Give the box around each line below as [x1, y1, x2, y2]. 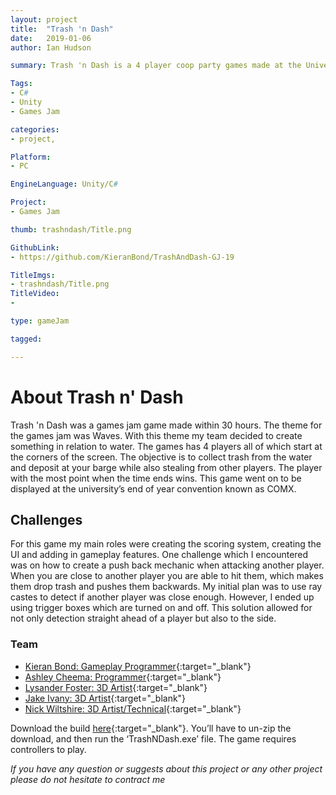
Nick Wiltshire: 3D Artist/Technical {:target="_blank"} [24, 702, 242, 715]
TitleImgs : [10, 270, 56, 280]
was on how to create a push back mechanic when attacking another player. [10, 559, 325, 571]
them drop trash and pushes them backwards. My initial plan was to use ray [10, 581, 323, 593]
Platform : [10, 152, 52, 162]
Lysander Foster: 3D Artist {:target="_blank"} [24, 681, 208, 693]
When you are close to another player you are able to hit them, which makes [10, 570, 324, 582]
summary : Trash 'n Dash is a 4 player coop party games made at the [10, 61, 302, 71]
